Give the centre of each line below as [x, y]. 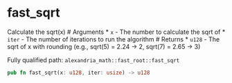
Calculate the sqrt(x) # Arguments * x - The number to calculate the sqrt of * [116, 32]
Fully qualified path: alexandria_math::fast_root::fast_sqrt [93, 59]
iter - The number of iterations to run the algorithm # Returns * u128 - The [114, 39]
